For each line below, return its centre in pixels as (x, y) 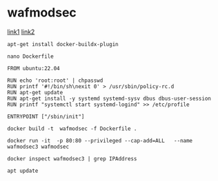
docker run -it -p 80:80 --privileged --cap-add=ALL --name (100, 140)
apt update (23, 171)
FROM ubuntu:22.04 (33, 68)
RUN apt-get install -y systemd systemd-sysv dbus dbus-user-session (109, 98)
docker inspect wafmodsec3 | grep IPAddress (72, 159)
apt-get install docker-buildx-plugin (63, 44)
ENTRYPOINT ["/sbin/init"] (46, 116)
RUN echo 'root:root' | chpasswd (55, 81)
